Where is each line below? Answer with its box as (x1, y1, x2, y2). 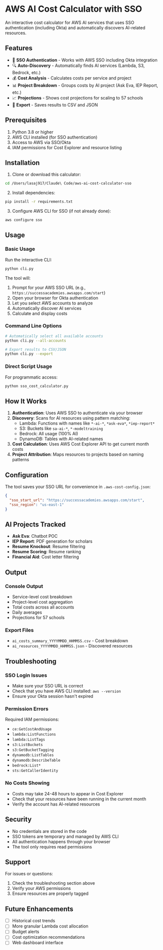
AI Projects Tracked (5, 521, 66, 529)
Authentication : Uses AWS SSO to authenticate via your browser (12, 410, 143, 416)
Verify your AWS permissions (12, 886, 71, 891)
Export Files (5, 627, 34, 634)
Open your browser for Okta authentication (12, 295, 99, 301)
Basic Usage (5, 245, 36, 252)
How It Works (5, 397, 47, 405)
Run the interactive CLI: (5, 257, 52, 263)
